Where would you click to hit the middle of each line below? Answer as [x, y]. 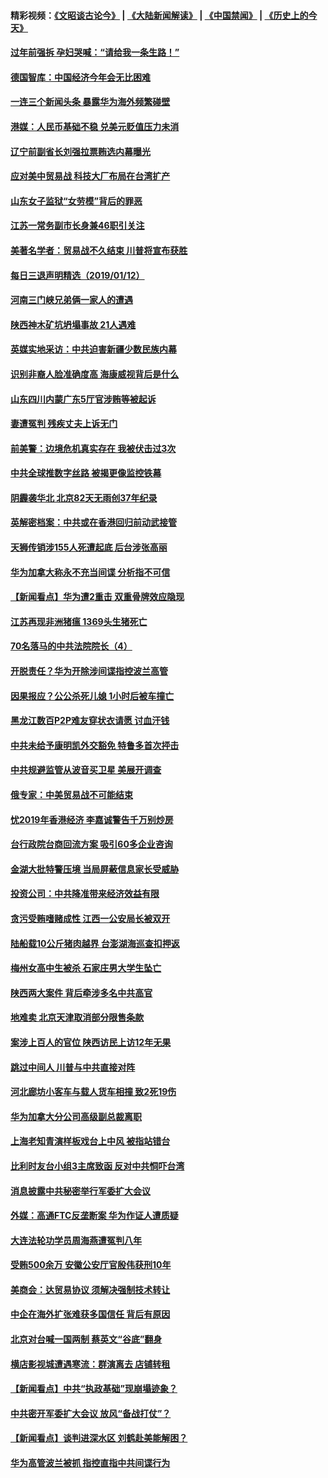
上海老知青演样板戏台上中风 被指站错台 [90, 1141]
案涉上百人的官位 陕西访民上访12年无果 [91, 1042]
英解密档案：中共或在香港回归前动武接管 [93, 522]
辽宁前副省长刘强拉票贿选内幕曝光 [80, 151]
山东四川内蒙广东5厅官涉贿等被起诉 [83, 399]
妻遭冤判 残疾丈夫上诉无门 [64, 424]
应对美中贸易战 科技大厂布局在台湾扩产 [90, 176]
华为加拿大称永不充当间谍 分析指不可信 [90, 572]
